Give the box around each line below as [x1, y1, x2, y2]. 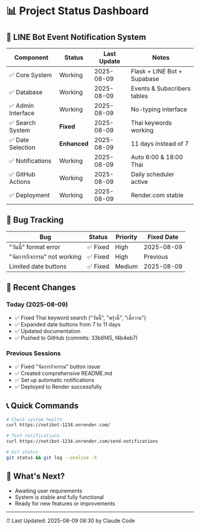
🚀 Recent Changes [6, 282, 76, 292]
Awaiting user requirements [14, 487, 83, 494]
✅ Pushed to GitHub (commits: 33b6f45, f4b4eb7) [14, 334, 138, 341]
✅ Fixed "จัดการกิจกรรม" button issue [14, 363, 101, 370]
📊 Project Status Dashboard [6, 4, 149, 18]
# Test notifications [6, 433, 60, 439]
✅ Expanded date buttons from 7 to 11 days [14, 321, 121, 328]
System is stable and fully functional [14, 493, 104, 501]
